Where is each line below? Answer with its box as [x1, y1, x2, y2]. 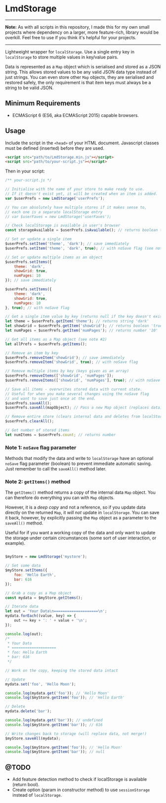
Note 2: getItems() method [5, 478, 71, 485]
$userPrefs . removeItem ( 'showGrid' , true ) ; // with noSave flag [5, 360, 138, 365]
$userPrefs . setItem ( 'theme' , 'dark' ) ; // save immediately [5, 241, 129, 246]
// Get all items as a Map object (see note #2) [5, 337, 107, 342]
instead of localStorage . [12, 792, 62, 798]
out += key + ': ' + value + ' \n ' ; [14, 618, 87, 623]
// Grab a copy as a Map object [5, 590, 72, 595]
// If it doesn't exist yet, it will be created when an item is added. [5, 191, 158, 196]
